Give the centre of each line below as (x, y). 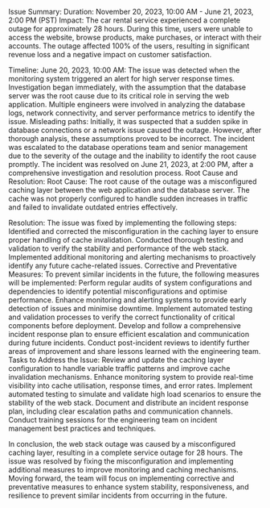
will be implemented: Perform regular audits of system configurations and (130, 283)
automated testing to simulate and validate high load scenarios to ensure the (135, 394)
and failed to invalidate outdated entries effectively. (93, 207)
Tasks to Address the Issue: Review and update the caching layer (116, 360)
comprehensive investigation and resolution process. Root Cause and (123, 173)
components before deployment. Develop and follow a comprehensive (125, 325)
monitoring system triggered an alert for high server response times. (122, 79)
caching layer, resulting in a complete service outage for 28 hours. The (126, 452)
